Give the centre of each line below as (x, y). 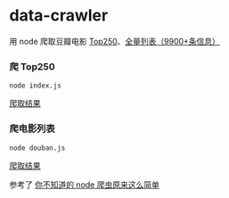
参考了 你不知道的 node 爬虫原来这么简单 (85, 185)
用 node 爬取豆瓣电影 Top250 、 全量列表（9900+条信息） (115, 41)
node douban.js (37, 148)
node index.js (36, 86)
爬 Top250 (32, 66)
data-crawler (59, 16)
